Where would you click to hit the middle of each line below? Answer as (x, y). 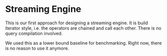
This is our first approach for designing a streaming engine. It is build (77, 23)
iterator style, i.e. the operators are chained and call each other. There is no (83, 28)
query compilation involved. (34, 33)
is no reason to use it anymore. (37, 48)
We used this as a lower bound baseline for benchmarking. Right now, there (83, 43)
